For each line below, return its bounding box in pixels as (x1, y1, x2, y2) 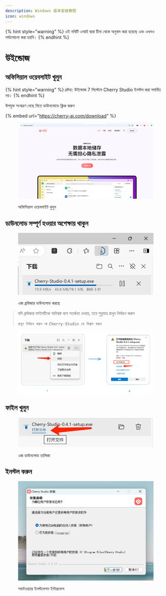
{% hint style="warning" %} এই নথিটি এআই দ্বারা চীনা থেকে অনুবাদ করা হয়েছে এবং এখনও (5, 28, 155, 34)
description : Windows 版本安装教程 (5, 8, 77, 13)
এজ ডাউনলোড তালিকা (18, 452, 51, 459)
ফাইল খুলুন (5, 404, 29, 412)
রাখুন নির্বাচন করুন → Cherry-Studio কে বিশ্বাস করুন (17, 320, 102, 327)
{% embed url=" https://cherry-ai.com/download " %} (5, 112, 116, 119)
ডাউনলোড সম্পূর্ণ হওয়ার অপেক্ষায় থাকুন (5, 219, 88, 227)
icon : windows (5, 13, 36, 19)
